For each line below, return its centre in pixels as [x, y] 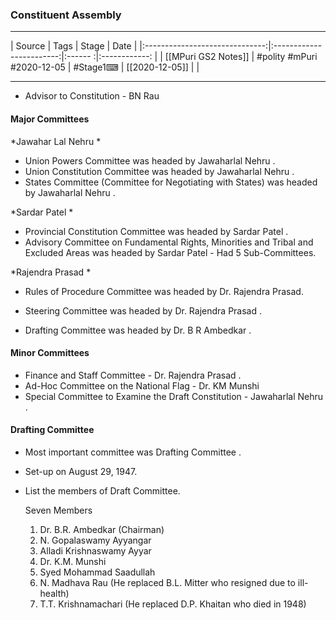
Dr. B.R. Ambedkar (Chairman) [102, 529]
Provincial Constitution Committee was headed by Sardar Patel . [156, 231]
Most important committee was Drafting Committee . [133, 452]
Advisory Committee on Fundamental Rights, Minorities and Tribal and [169, 242]
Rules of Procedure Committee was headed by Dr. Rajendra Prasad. [164, 291]
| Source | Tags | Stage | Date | [74, 46]
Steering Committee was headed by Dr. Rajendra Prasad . [143, 310]
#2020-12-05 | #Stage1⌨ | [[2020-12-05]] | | [105, 67]
